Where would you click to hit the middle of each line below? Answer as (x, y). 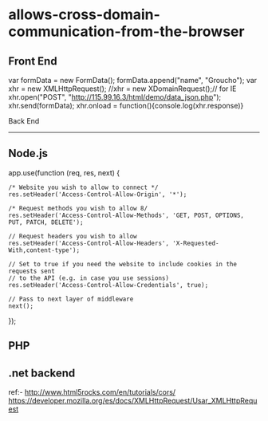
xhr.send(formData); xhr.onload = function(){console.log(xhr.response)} (126, 106)
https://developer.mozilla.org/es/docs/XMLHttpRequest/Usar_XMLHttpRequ (133, 401)
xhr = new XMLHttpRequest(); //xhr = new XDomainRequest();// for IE (122, 89)
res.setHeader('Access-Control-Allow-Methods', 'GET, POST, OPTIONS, (126, 215)
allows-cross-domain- (85, 15)
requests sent (32, 271)
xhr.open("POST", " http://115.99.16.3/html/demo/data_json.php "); (115, 97)
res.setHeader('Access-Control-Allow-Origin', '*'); (98, 194)
